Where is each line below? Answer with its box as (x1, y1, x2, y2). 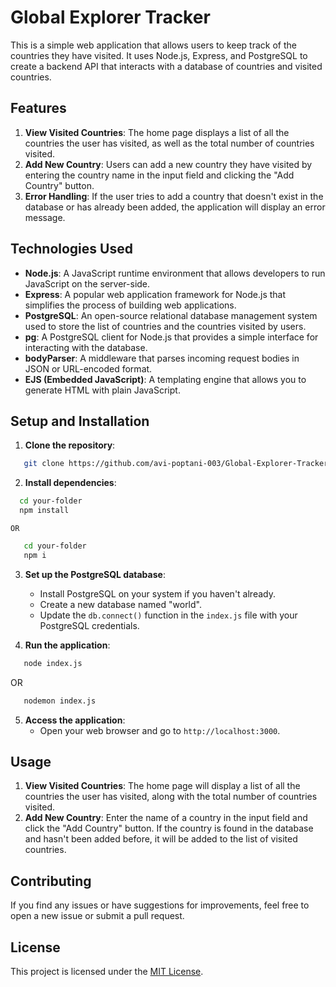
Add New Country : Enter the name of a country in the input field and (24, 812, 308, 824)
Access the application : (24, 714, 126, 726)
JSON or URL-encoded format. (24, 362, 153, 375)
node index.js (23, 658, 83, 668)
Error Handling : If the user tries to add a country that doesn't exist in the (24, 190, 324, 202)
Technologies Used (10, 241, 133, 258)
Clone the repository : (24, 439, 116, 451)
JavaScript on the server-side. (24, 277, 151, 290)
